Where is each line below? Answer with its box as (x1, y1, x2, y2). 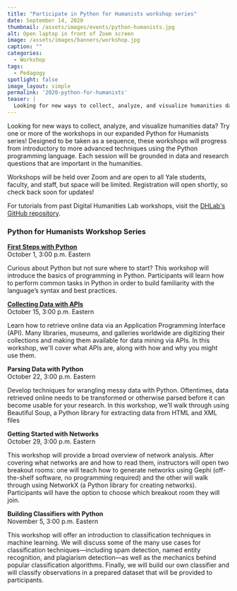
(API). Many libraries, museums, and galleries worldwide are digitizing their (7, 329, 226, 338)
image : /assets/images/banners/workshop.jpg (7, 37, 140, 44)
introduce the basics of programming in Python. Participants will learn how (7, 271, 224, 280)
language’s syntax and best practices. (7, 287, 118, 295)
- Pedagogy (13, 69, 46, 76)
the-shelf (7, 474, 34, 482)
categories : (7, 50, 42, 57)
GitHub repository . (7, 209, 61, 217)
